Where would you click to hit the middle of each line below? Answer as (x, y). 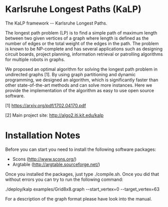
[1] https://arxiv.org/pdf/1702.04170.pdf (46, 105)
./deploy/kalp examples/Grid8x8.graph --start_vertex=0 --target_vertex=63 (82, 189)
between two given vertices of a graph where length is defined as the (77, 38)
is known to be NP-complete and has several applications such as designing (84, 49)
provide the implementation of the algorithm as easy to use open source (80, 90)
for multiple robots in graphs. (35, 59)
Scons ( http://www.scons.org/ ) (44, 159)
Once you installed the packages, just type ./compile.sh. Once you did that (82, 174)
